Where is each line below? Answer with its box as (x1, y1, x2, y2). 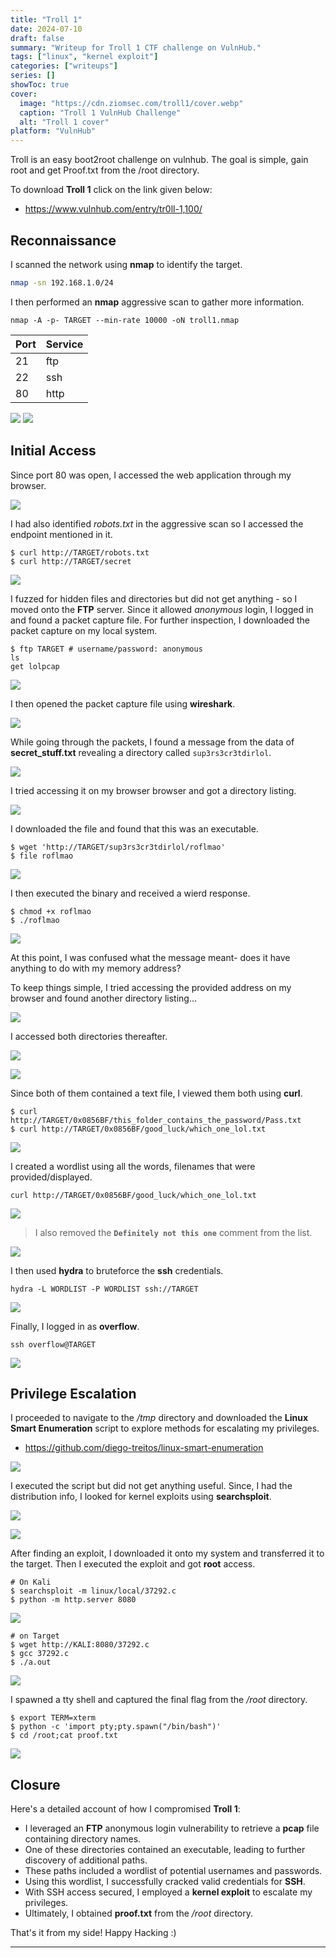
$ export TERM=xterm (10, 1713, 97, 1723)
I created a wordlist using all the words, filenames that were (10, 1160, 256, 1172)
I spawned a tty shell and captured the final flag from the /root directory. (10, 1694, 308, 1706)
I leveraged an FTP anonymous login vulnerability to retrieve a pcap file (24, 1822, 320, 1835)
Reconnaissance (10, 232, 117, 249)
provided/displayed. (10, 1171, 93, 1183)
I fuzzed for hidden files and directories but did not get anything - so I (10, 592, 298, 605)
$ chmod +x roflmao (10, 906, 92, 916)
